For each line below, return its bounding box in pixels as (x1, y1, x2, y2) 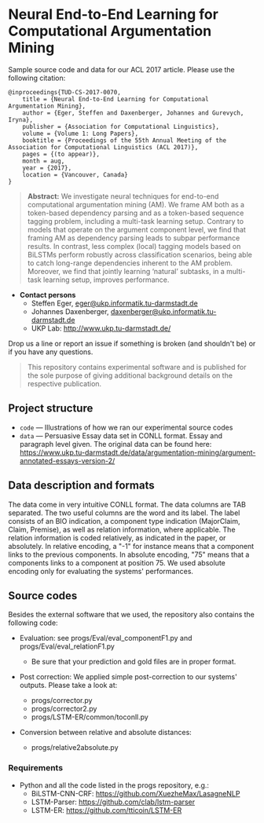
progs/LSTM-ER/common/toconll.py (31, 712, 149, 722)
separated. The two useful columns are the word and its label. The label (8, 508, 240, 518)
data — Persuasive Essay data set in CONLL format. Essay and (19, 430, 222, 441)
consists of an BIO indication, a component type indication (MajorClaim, (8, 516, 241, 525)
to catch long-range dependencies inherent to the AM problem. (27, 258, 233, 268)
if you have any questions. (8, 347, 93, 357)
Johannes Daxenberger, (31, 306, 109, 316)
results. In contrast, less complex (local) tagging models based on (27, 241, 241, 251)
